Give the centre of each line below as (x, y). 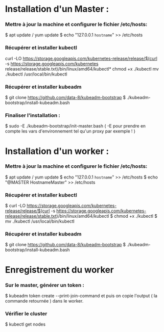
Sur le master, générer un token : (45, 285)
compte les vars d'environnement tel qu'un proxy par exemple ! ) (70, 131)
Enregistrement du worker (59, 269)
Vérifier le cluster (26, 313)
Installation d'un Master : (57, 9)
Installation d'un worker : (57, 151)
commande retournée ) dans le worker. (44, 301)
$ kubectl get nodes (25, 324)
